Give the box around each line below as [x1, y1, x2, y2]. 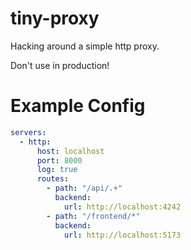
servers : [10, 127, 47, 137]
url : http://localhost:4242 [63, 202, 182, 212]
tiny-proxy [10, 7, 100, 30]
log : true [36, 165, 78, 175]
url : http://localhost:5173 [63, 230, 182, 240]
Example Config [10, 95, 146, 117]
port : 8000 [36, 155, 83, 166]
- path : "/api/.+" [46, 183, 123, 194]
